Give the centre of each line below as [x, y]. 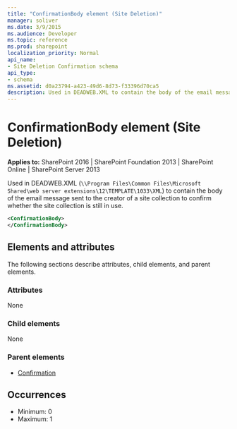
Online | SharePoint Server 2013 [54, 169]
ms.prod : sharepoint [38, 47]
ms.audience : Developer [42, 34]
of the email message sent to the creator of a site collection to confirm [109, 198]
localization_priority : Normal [53, 54]
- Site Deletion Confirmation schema [63, 66]
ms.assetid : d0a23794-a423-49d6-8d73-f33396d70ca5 [83, 86]
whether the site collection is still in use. [65, 206]
